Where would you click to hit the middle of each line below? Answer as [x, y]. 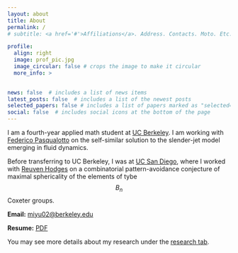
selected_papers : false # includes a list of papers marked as [103, 106]
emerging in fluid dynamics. [48, 147]
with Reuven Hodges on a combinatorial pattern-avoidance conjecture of [114, 169]
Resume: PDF [28, 227]
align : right [33, 53]
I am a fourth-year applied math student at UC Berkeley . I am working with [116, 133]
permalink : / [27, 27]
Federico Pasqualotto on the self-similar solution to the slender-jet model [114, 140]
